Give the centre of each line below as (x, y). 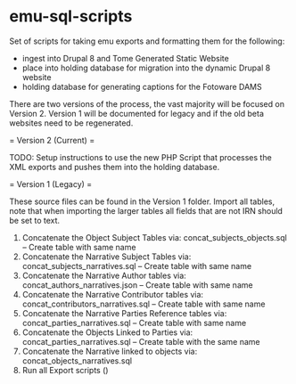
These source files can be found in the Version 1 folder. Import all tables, (142, 201)
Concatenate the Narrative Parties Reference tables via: (124, 313)
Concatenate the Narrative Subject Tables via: (107, 257)
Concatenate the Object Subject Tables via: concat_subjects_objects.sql (154, 237)
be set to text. (35, 220)
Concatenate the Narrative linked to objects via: (110, 351)
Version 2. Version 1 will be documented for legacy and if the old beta (137, 113)
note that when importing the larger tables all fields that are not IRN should (146, 210)
